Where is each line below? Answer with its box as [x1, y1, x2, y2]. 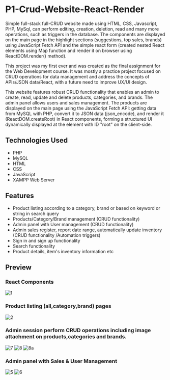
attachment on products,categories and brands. [5, 333, 127, 340]
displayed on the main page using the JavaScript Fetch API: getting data [5, 105, 157, 111]
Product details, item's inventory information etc [12, 248, 114, 254]
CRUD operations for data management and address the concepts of [5, 73, 150, 79]
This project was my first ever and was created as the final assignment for [5, 63, 161, 69]
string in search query [12, 210, 60, 216]
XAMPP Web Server [12, 177, 55, 183]
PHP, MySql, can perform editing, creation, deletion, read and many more [5, 25, 159, 32]
